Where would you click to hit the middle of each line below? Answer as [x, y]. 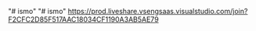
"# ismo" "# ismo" [37, 11]
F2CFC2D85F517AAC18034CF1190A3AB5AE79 [83, 19]
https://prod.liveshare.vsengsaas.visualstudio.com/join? [158, 11]
